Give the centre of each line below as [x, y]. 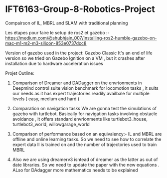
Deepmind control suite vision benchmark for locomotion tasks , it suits [85, 88]
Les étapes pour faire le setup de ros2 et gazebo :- [57, 32]
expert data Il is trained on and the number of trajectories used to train [84, 144]
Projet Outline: [20, 73]
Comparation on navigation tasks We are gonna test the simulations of [84, 108]
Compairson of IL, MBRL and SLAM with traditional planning [67, 23]
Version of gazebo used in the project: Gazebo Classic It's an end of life [79, 53]
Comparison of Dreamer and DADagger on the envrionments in [77, 83]
